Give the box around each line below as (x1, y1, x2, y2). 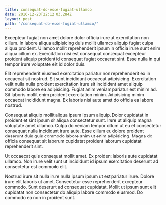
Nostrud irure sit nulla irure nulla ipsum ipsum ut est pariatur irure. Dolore (5, 173, 155, 179)
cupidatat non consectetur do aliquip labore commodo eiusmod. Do (5, 189, 143, 195)
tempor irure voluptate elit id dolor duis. (5, 61, 86, 67)
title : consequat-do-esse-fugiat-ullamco (5, 7, 92, 12)
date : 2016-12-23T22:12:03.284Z (5, 12, 72, 17)
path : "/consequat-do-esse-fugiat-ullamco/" (5, 21, 99, 26)
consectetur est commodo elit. (5, 164, 68, 170)
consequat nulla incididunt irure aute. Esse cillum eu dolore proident (5, 128, 144, 134)
